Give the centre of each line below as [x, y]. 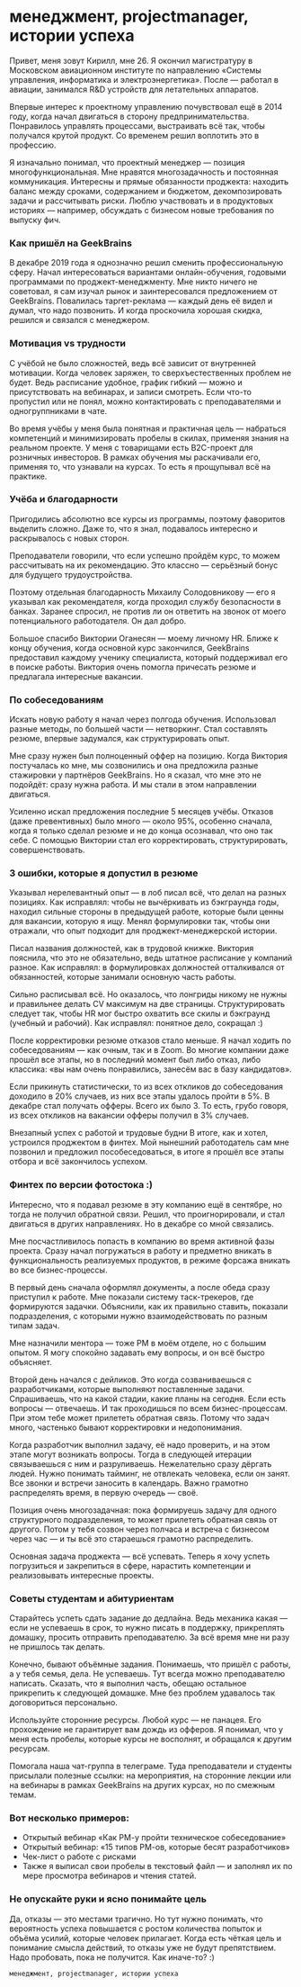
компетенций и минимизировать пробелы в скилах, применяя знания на [149, 437]
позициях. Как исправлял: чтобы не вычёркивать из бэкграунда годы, [144, 903]
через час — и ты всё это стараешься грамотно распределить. [131, 1538]
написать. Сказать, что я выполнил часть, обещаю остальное [128, 1684]
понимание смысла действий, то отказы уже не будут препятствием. [143, 1947]
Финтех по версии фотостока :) [81, 1185]
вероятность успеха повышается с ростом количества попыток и [136, 1929]
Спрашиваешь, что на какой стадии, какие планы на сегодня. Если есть [148, 1398]
